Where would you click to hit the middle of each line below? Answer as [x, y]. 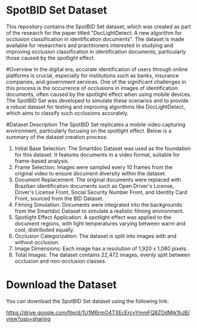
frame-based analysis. [42, 161]
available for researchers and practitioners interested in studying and [90, 45]
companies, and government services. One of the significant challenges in [96, 82]
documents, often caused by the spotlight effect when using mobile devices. [99, 94]
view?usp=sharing [29, 319]
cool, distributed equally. [44, 230]
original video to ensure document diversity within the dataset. [90, 173]
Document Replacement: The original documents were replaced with [98, 180]
